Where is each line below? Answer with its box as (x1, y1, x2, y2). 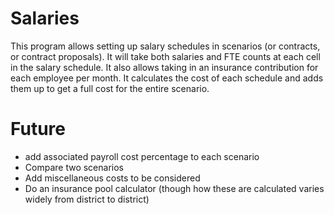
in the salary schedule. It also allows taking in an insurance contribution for (10, 61, 319, 73)
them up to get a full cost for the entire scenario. (10, 82, 210, 94)
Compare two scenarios (24, 161, 124, 173)
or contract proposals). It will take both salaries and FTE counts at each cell (10, 50, 321, 62)
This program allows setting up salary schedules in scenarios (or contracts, (10, 40, 321, 52)
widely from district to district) (24, 193, 150, 205)
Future (10, 118, 67, 141)
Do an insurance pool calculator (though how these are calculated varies (24, 182, 325, 194)
